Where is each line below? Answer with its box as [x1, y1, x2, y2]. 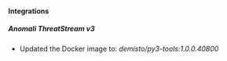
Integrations [8, 6, 49, 16]
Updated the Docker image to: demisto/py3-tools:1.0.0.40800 [19, 44, 219, 53]
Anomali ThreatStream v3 [8, 24, 96, 34]
